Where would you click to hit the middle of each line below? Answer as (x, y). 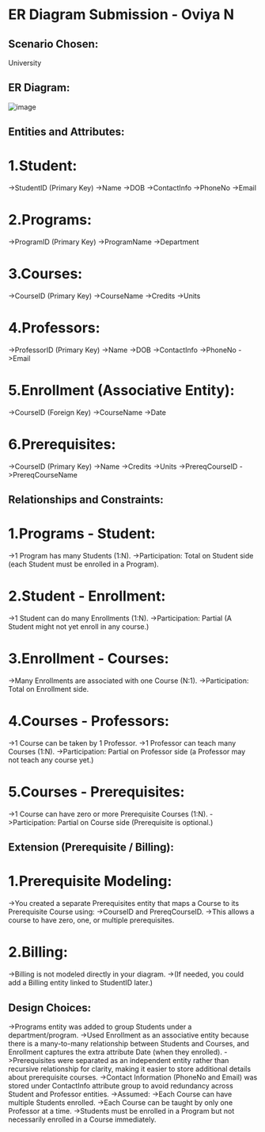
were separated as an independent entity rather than (143, 1060)
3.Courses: (45, 274)
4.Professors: (54, 328)
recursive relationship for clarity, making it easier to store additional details (130, 1069)
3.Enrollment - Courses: (89, 659)
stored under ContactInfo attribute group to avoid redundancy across (121, 1085)
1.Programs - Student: (82, 534)
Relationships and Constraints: (86, 500)
